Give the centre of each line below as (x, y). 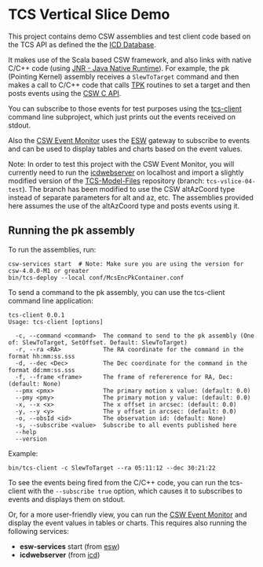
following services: (38, 531)
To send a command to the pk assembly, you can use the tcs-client (117, 292)
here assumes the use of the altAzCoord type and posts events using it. (124, 205)
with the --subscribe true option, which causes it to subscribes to (135, 491)
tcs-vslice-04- (231, 181)
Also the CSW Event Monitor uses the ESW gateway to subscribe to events (129, 140)
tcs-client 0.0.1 (37, 315)
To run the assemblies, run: (52, 249)
